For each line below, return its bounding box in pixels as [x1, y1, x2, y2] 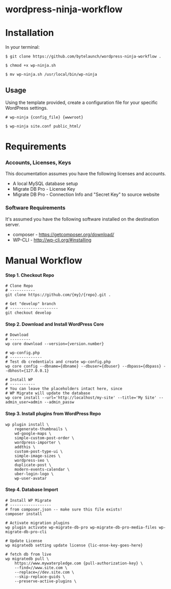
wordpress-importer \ [14, 440, 60, 445]
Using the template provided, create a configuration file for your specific [5, 99, 158, 106]
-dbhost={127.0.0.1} [5, 368, 50, 374]
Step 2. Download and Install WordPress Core [5, 321, 104, 327]
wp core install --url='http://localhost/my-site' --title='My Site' [5, 395, 157, 400]
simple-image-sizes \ [14, 453, 60, 458]
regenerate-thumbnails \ [14, 426, 68, 432]
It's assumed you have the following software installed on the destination [5, 216, 159, 222]
